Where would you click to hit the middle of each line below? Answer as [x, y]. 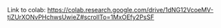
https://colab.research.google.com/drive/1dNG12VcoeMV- [131, 10]
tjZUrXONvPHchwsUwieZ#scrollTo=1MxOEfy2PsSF [81, 17]
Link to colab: [27, 10]
